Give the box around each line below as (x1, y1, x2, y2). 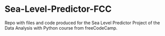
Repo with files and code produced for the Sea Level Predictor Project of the (4, 20, 160, 26)
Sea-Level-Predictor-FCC (4, 3, 112, 15)
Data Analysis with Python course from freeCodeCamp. (4, 25, 118, 31)
